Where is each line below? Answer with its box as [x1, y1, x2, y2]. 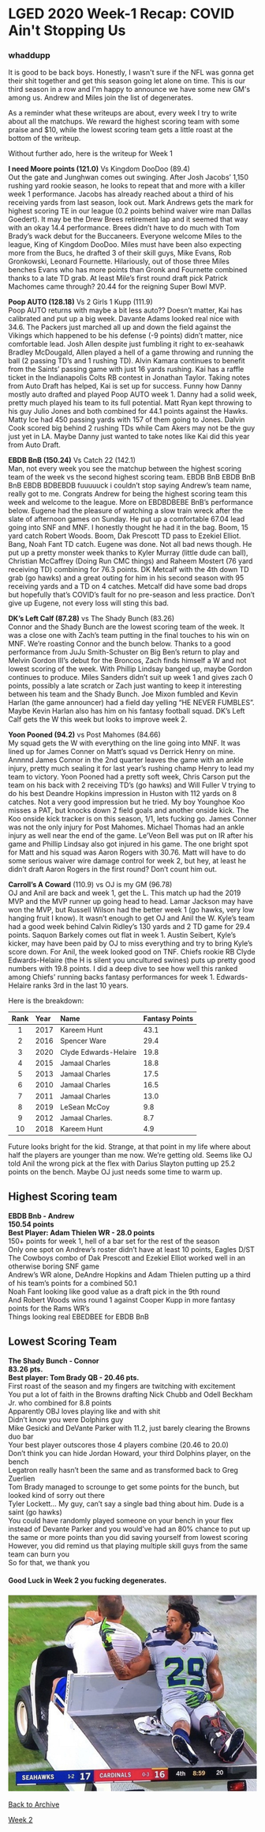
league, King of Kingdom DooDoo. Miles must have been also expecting [8, 240, 242, 249]
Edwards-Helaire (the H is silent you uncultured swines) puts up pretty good [8, 955, 256, 965]
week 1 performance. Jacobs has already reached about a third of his [8, 189, 234, 199]
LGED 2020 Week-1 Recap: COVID [8, 5, 235, 23]
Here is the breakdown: [8, 996, 84, 1006]
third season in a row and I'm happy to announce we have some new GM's [8, 85, 251, 94]
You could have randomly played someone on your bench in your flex [8, 1515, 234, 1525]
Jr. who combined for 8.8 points [8, 1398, 112, 1407]
